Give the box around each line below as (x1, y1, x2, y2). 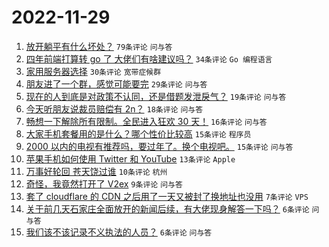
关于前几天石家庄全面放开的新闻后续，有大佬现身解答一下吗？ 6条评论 (25, 202, 310, 215)
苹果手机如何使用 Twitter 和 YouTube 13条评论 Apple (25, 152, 236, 165)
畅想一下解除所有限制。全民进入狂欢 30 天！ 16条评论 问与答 (25, 115, 268, 127)
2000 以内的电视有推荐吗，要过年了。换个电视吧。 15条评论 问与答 (25, 140, 294, 152)
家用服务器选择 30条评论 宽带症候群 (25, 65, 162, 77)
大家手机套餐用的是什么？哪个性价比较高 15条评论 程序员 (25, 127, 252, 140)
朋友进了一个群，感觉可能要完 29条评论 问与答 (25, 77, 208, 90)
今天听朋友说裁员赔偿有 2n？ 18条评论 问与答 (25, 102, 204, 115)
